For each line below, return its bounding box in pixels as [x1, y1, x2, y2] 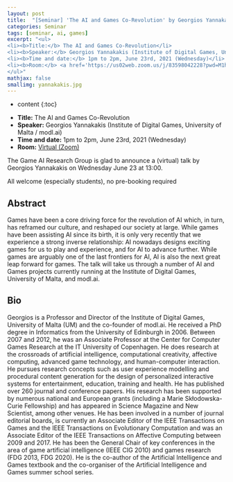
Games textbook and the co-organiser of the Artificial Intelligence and [7, 461, 207, 469]
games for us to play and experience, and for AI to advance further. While [7, 246, 217, 254]
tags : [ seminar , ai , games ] [7, 29, 89, 37]
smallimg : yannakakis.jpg [7, 81, 82, 88]
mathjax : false [7, 74, 51, 82]
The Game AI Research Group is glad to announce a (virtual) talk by [7, 157, 200, 165]
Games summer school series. [7, 467, 94, 476]
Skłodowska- [184, 394, 223, 402]
